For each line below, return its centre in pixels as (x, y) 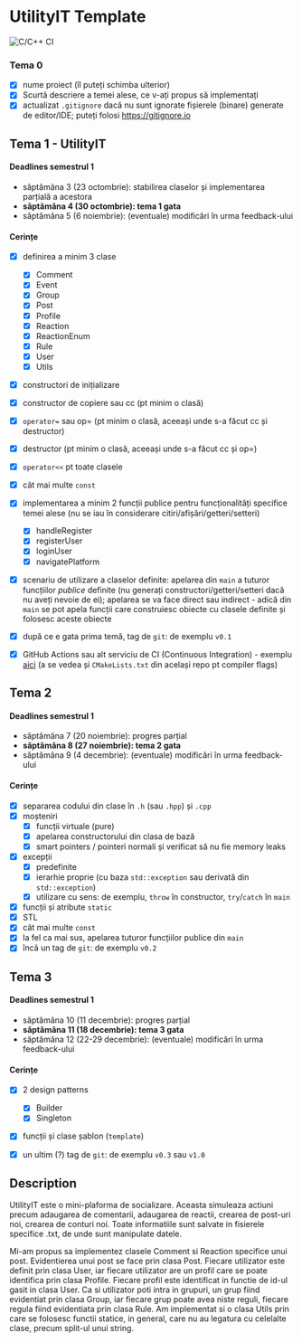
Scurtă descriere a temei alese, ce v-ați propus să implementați (141, 95)
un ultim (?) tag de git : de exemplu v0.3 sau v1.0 (113, 1154)
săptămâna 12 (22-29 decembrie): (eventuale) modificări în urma (143, 1040)
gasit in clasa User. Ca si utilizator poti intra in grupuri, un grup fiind (135, 1290)
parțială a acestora (57, 197)
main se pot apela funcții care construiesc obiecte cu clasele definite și (154, 609)
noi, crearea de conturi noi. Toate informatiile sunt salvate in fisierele (137, 1224)
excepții (37, 856)
